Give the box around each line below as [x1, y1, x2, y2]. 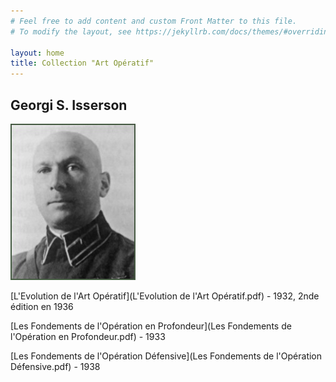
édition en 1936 [10, 300, 74, 312]
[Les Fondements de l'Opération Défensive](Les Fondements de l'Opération [10, 350, 323, 362]
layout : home [10, 48, 65, 58]
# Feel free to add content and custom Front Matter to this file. [10, 16, 298, 26]
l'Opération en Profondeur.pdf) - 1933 [10, 330, 166, 342]
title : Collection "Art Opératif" [10, 58, 155, 69]
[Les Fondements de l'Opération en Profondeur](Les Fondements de [10, 320, 292, 332]
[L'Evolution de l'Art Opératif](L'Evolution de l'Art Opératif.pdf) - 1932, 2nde [10, 290, 320, 302]
